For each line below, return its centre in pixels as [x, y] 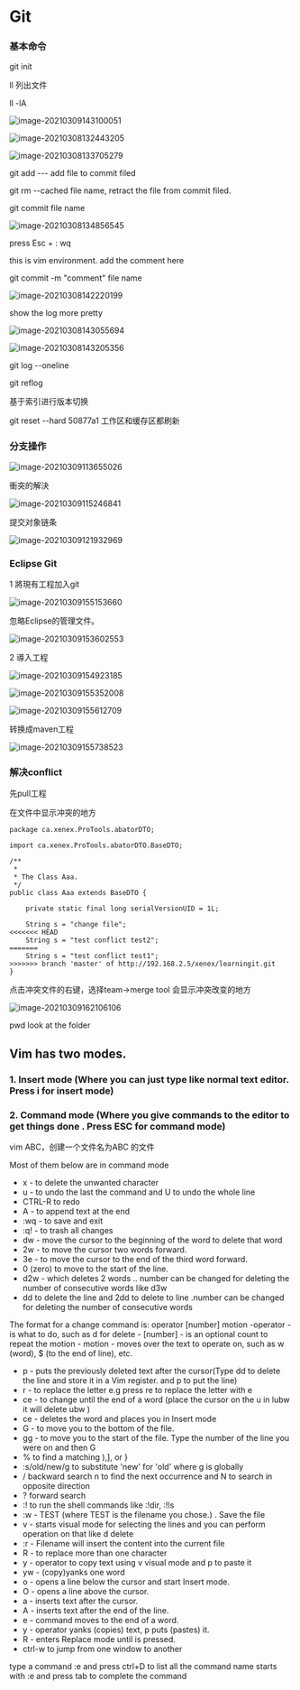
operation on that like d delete [78, 1533]
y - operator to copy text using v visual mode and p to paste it [137, 1562]
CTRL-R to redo [51, 1201]
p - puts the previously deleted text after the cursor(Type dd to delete [151, 1371]
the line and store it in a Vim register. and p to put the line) [130, 1380]
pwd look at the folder [50, 1025]
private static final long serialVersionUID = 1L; [123, 909]
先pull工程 [28, 794]
